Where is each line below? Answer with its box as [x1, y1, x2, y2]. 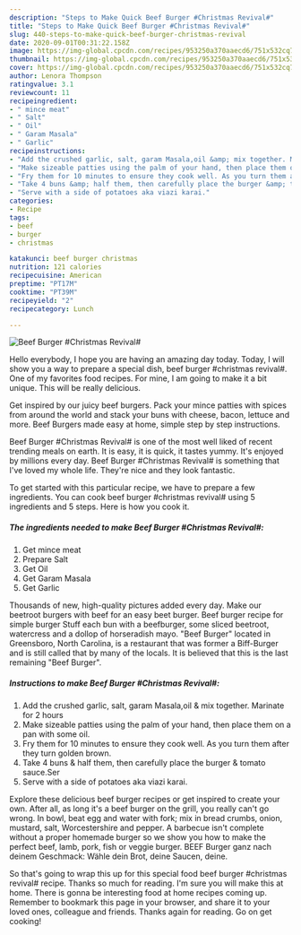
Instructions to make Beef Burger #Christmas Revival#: [9, 678, 220, 688]
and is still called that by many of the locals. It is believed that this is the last [9, 647, 288, 659]
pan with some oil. [21, 729, 90, 740]
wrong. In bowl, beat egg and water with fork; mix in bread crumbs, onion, [9, 813, 283, 824]
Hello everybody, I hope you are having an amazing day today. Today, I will [9, 354, 285, 365]
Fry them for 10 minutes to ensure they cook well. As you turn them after [21, 739, 289, 749]
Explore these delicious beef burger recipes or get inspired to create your [9, 794, 280, 805]
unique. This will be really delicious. [9, 383, 142, 394]
